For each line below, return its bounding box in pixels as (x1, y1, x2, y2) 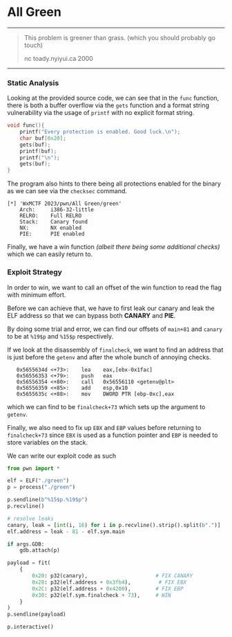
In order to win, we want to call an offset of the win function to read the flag (7, 283, 222, 291)
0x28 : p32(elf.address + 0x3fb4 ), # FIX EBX (32, 579, 187, 586)
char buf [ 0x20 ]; (19, 134, 67, 142)
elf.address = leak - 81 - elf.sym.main (7, 528, 126, 535)
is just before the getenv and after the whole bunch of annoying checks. (7, 352, 211, 361)
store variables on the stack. (7, 438, 88, 447)
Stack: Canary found (19, 219, 88, 226)
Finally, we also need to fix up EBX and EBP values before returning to (7, 423, 202, 431)
